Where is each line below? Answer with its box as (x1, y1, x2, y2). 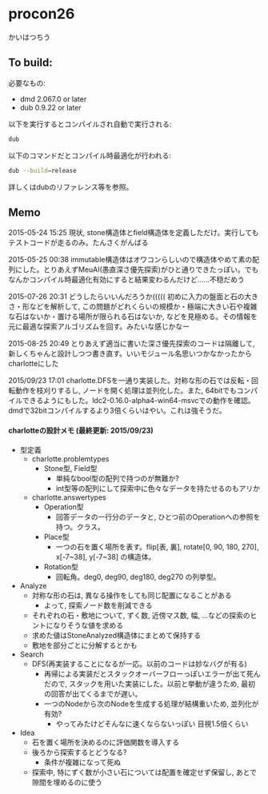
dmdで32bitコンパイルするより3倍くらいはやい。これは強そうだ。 (8, 405, 226, 416)
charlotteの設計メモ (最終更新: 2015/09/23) (8, 425, 154, 435)
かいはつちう (8, 32, 50, 42)
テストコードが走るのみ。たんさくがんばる (8, 237, 149, 248)
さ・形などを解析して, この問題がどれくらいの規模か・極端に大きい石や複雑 (8, 301, 258, 312)
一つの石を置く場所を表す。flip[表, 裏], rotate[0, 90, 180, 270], (55, 541, 259, 552)
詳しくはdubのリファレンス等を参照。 (8, 182, 134, 192)
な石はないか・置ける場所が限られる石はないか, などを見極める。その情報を (8, 312, 258, 321)
